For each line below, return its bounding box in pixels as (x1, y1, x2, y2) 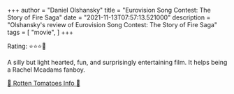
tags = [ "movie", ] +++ (7, 28, 73, 36)
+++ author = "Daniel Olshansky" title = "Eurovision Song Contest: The (7, 6, 211, 14)
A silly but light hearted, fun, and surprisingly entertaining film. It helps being (7, 58, 228, 66)
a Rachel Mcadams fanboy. (7, 65, 86, 74)
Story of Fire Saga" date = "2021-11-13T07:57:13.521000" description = (7, 13, 211, 22)
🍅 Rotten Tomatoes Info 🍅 (7, 79, 80, 87)
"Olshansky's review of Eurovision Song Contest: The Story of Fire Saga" (7, 21, 218, 29)
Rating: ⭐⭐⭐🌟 (7, 42, 47, 50)
